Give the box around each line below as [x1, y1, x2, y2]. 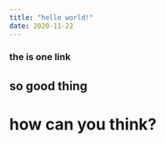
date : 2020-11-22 [9, 21, 74, 30]
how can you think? [9, 114, 157, 134]
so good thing [9, 78, 87, 94]
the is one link [9, 51, 71, 63]
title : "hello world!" [9, 13, 94, 22]
